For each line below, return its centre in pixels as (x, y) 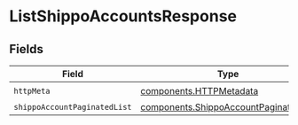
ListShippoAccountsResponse (123, 16)
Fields (27, 49)
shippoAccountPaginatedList (73, 107)
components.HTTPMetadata (200, 90)
